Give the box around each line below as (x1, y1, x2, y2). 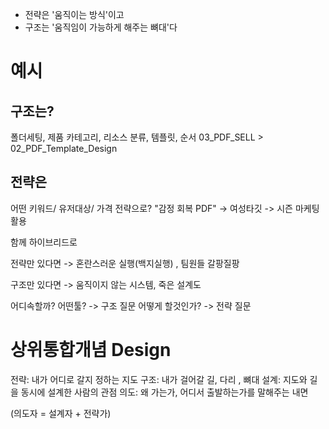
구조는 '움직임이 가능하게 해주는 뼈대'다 (24, 21, 178, 33)
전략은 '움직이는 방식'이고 (24, 9, 125, 20)
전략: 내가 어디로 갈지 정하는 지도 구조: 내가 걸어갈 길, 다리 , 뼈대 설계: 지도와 (10, 373, 308, 385)
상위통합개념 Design (10, 339, 172, 361)
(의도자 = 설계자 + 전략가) (10, 407, 112, 419)
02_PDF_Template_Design (10, 143, 118, 154)
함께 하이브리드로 (10, 236, 78, 248)
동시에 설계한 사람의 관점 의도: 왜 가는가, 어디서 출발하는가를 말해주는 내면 (20, 386, 309, 398)
